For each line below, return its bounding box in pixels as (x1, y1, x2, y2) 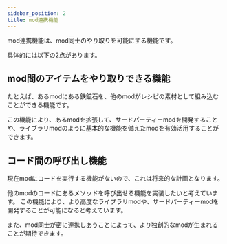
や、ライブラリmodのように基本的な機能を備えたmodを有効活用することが (7, 124, 219, 133)
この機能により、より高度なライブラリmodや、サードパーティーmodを (20, 197, 219, 206)
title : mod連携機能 (7, 16, 59, 23)
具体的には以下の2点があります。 (7, 51, 101, 59)
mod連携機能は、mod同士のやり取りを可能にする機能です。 (7, 36, 177, 45)
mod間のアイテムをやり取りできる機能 (7, 73, 171, 85)
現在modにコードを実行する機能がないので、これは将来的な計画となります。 (7, 175, 224, 183)
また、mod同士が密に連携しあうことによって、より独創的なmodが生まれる (7, 221, 219, 229)
